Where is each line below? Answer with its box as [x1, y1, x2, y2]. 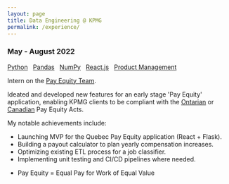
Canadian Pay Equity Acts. [7, 105, 84, 114]
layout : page [7, 10, 46, 18]
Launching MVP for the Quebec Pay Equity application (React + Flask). [17, 132, 223, 141]
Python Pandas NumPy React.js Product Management [7, 63, 177, 71]
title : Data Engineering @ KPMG [7, 17, 102, 24]
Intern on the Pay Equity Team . [7, 76, 97, 85]
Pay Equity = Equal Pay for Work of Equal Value [17, 168, 155, 177]
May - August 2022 [7, 47, 75, 56]
